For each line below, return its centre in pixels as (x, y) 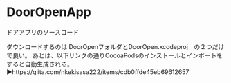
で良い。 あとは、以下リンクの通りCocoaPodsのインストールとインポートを (114, 55)
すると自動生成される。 (40, 64)
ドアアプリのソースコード (43, 32)
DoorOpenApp (49, 12)
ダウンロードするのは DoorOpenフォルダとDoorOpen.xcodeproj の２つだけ (115, 46)
